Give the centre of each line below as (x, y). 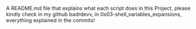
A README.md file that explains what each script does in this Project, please (98, 8)
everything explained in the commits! (51, 20)
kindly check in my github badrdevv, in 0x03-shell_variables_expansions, (94, 14)
